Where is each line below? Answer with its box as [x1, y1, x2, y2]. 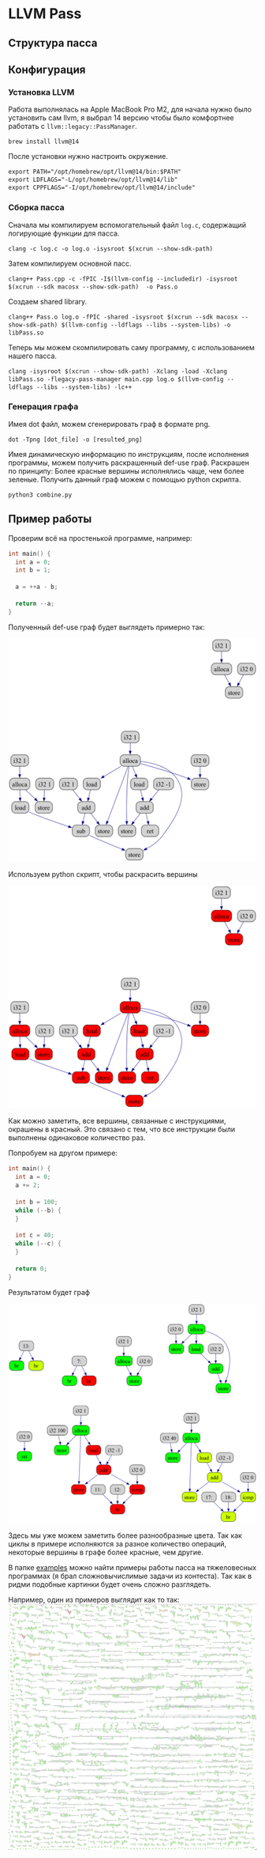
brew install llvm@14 [8, 138, 80, 146]
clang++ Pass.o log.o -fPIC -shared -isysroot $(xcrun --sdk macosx [8, 313, 238, 321]
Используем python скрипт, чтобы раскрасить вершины [8, 869, 199, 878]
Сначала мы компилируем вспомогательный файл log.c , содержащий [8, 220, 247, 229]
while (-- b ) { [15, 1207, 62, 1214]
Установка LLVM [8, 86, 75, 97]
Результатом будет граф [8, 1287, 91, 1297]
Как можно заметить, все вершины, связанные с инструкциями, [8, 1116, 226, 1126]
